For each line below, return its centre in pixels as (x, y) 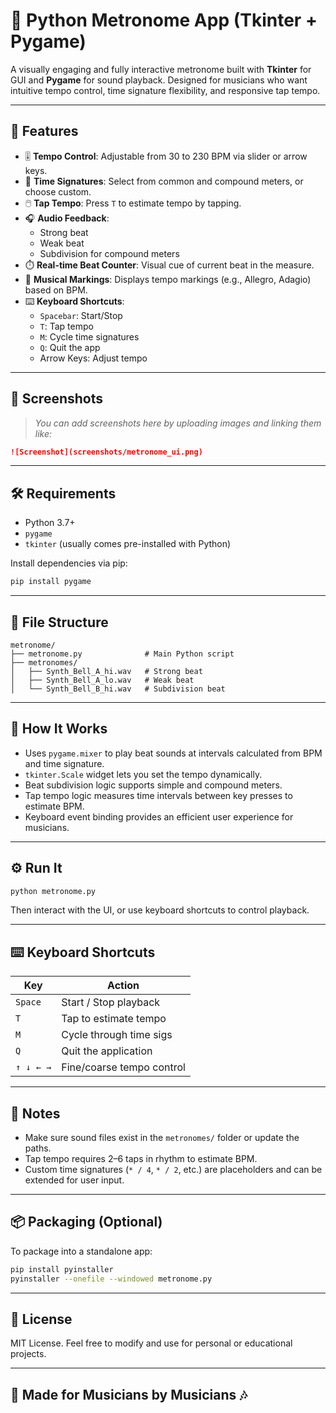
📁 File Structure (59, 622)
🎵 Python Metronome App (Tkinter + (164, 20)
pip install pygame (51, 582)
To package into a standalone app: (81, 1251)
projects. (28, 1354)
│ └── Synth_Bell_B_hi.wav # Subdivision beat (118, 689)
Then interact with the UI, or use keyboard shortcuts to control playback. (160, 910)
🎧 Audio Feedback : (67, 218)
